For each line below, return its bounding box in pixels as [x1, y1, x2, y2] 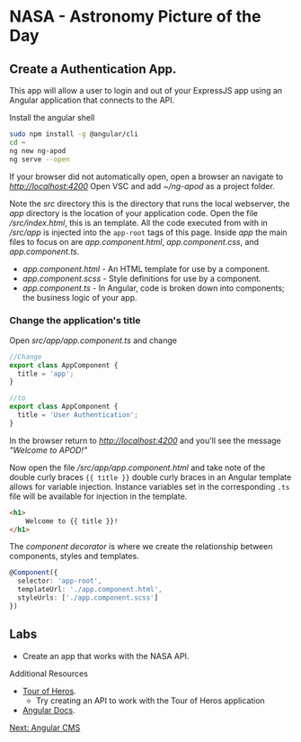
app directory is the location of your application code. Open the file [9, 207, 259, 218]
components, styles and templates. [9, 551, 139, 562]
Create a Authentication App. [9, 61, 177, 77]
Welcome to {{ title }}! [25, 516, 119, 526]
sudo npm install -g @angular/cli [9, 130, 139, 139]
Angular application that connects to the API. [9, 95, 175, 105]
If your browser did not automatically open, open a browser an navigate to [9, 171, 284, 182]
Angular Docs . [22, 704, 75, 715]
